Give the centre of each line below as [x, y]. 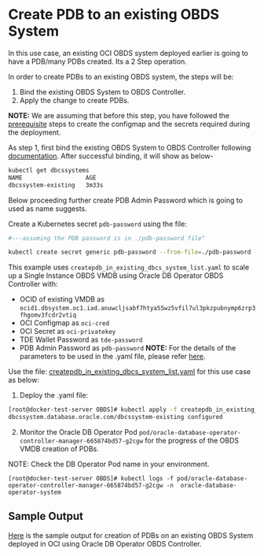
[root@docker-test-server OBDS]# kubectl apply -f [93, 410]
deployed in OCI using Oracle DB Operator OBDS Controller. [105, 543]
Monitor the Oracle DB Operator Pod [78, 432]
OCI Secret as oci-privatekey [68, 332]
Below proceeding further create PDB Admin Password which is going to [126, 200]
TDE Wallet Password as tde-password [81, 339]
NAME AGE [52, 178]
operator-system [35, 493]
